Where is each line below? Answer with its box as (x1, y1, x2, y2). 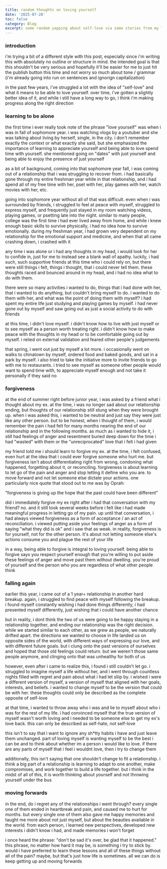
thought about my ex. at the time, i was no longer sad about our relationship (5, 402, 161, 408)
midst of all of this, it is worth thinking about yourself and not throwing (5, 772, 149, 778)
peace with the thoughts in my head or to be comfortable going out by (5, 331, 149, 337)
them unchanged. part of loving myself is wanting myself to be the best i (5, 735, 154, 741)
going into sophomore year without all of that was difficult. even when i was (5, 196, 160, 202)
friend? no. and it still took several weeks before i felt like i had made (5, 505, 146, 511)
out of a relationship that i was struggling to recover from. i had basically (5, 170, 154, 177)
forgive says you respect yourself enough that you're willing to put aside (5, 552, 153, 558)
